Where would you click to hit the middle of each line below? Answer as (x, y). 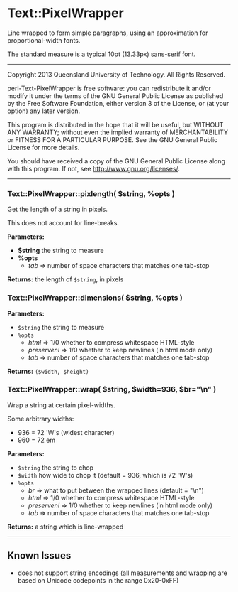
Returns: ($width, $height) (48, 371)
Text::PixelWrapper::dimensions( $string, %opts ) (95, 298)
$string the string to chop (56, 468)
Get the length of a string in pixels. (58, 209)
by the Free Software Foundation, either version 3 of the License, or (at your (118, 103)
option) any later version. (44, 111)
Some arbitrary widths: (41, 419)
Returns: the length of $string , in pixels (66, 279)
